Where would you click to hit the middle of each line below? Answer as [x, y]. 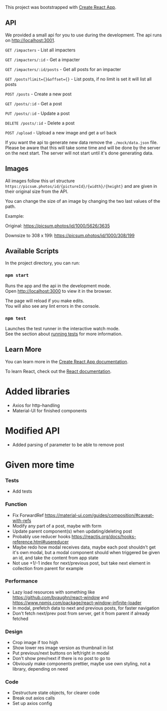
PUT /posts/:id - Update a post [38, 113]
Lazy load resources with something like [54, 592]
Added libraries [38, 391]
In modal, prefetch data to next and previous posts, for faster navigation [86, 608]
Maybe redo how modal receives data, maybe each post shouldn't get [84, 547]
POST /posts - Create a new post [39, 94]
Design [14, 632]
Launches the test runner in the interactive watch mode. [63, 329]
